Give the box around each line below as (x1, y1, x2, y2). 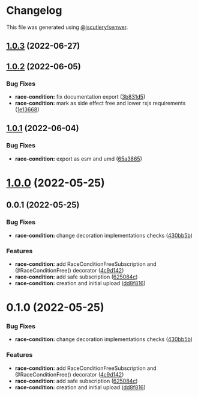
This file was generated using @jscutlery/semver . (6, 23, 128, 31)
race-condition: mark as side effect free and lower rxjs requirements (14, 100, 186, 107)
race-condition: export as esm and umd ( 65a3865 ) (14, 155, 143, 162)
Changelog (6, 4, 62, 17)
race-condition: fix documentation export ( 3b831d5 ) (14, 93, 146, 100)
